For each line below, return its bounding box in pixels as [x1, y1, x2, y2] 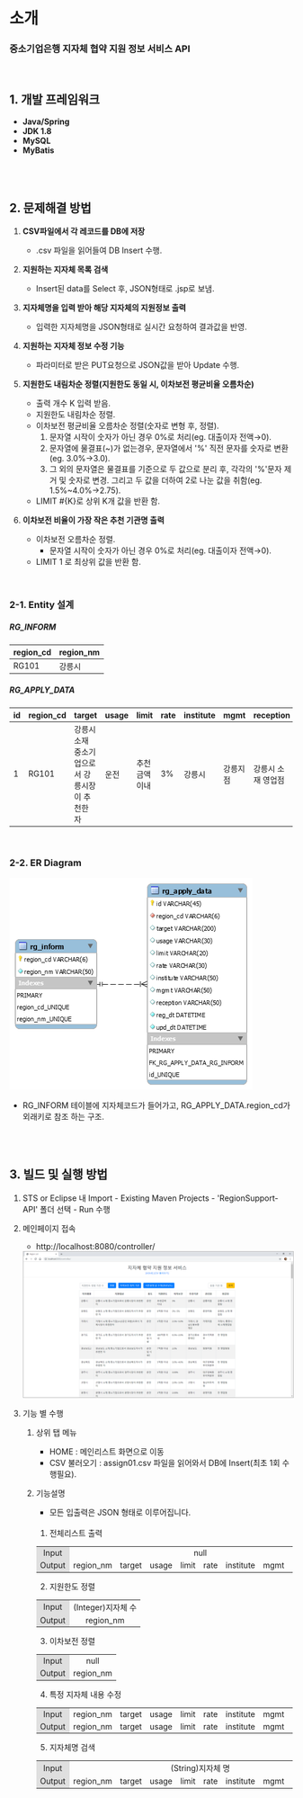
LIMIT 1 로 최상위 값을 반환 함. [35, 557, 141, 568]
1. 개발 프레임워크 [9, 92, 101, 107]
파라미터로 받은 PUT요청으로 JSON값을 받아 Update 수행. [35, 360, 240, 371]
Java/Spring [22, 116, 70, 127]
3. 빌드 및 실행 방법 [9, 1167, 108, 1183]
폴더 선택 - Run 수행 [40, 1203, 111, 1214]
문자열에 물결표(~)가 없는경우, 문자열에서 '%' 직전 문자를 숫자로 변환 [49, 443, 290, 454]
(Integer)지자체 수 [73, 1602, 138, 1613]
